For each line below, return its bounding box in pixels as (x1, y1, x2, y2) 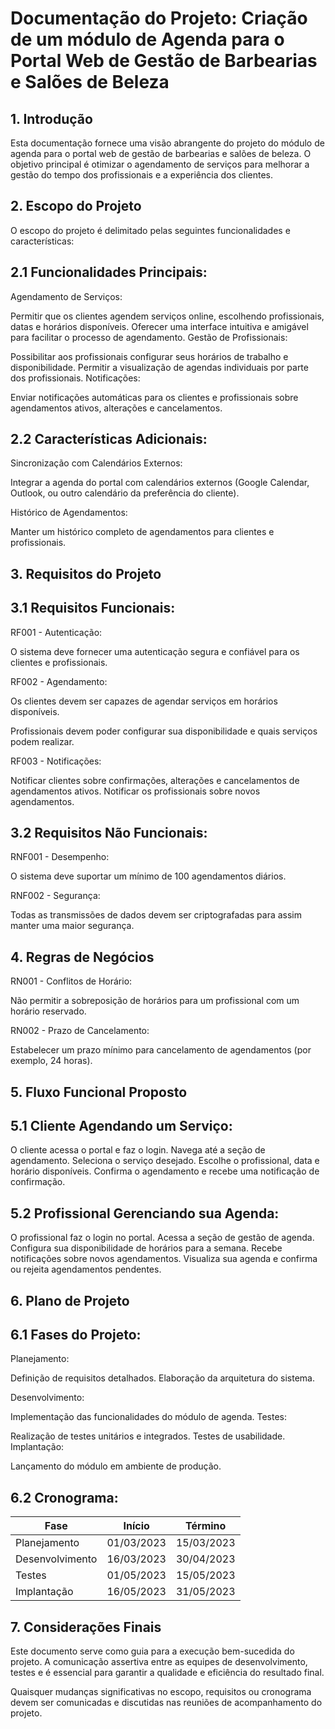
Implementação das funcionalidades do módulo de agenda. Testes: (10, 1411, 287, 1423)
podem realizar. (10, 735, 75, 747)
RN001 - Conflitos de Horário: (10, 975, 133, 987)
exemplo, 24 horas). (10, 1055, 93, 1067)
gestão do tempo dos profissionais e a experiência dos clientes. (10, 169, 274, 181)
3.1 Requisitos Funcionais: (10, 600, 176, 617)
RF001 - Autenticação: (10, 626, 103, 638)
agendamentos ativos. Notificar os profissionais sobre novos (10, 785, 261, 797)
